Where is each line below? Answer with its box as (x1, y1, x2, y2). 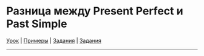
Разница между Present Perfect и (6, 4, 183, 18)
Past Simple (6, 17, 68, 31)
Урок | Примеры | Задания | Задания (6, 37, 101, 44)
